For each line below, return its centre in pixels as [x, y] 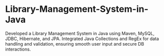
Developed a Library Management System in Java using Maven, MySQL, [80, 33]
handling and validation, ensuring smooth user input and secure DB [75, 44]
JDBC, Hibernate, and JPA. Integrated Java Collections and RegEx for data [82, 39]
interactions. [18, 49]
